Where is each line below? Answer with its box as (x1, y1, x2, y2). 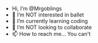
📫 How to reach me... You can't (11, 31, 91, 37)
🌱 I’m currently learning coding (11, 18, 88, 24)
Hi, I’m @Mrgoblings (11, 5, 62, 12)
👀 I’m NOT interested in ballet (11, 11, 84, 18)
